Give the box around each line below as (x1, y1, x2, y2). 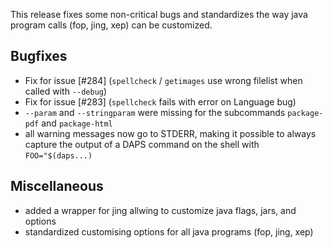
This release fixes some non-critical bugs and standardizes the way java (10, 9, 308, 20)
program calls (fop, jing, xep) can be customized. (10, 19, 213, 31)
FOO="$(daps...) (24, 150, 93, 161)
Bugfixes (10, 48, 68, 65)
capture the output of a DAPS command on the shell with (24, 138, 260, 150)
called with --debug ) (24, 85, 108, 97)
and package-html (41, 117, 113, 129)
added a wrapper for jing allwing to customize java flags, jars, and (24, 204, 297, 216)
